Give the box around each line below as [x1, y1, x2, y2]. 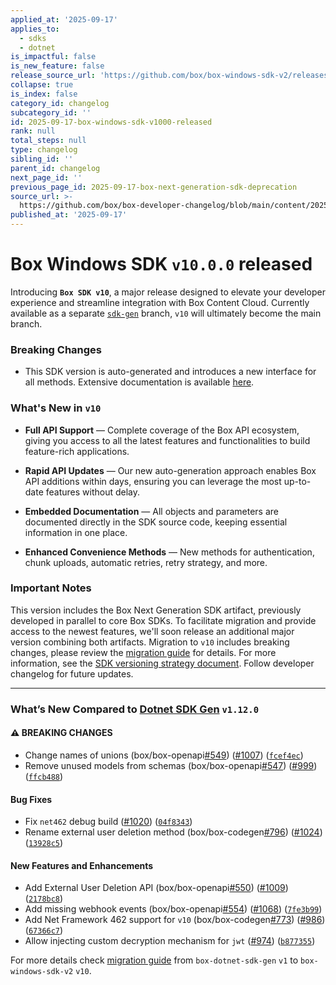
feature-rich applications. [24, 445, 130, 457]
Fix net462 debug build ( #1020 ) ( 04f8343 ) [24, 816, 193, 828]
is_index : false [10, 89, 78, 99]
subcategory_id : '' [10, 107, 92, 118]
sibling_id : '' [10, 154, 74, 164]
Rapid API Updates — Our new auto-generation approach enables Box [24, 464, 317, 476]
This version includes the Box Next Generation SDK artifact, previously [10, 604, 302, 616]
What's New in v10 [10, 401, 102, 415]
